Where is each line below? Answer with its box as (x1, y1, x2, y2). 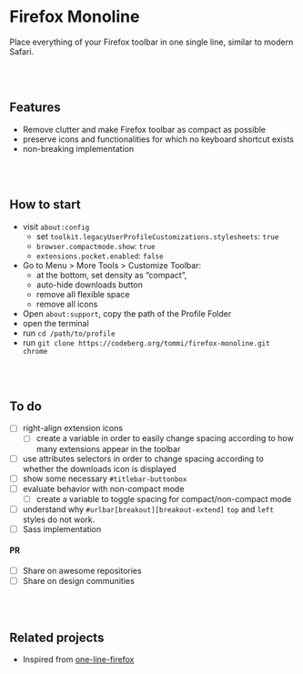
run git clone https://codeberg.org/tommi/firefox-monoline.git (22, 337, 270, 347)
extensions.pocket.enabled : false (35, 250, 164, 261)
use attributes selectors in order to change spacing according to (22, 453, 264, 464)
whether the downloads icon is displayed (22, 463, 177, 474)
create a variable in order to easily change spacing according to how (35, 433, 294, 444)
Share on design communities (22, 576, 135, 587)
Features (9, 100, 61, 116)
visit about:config (22, 221, 90, 232)
